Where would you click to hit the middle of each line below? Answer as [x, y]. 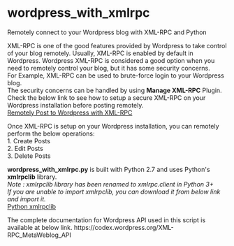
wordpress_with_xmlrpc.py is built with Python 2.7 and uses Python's [109, 169]
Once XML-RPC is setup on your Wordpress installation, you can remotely [113, 126]
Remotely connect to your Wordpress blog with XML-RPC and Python [107, 32]
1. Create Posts [29, 140]
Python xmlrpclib [32, 206]
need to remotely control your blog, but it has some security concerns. [109, 68]
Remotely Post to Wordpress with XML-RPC [70, 113]
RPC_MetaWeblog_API [39, 235]
